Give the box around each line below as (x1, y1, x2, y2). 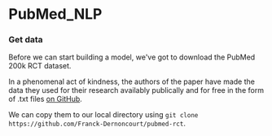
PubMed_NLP (8, 5, 103, 24)
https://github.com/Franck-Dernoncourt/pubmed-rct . (8, 119, 186, 129)
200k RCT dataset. (8, 61, 72, 71)
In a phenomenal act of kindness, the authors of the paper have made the (8, 77, 255, 86)
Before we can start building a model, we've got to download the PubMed (8, 52, 256, 62)
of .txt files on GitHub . (8, 94, 83, 104)
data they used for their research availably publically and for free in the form (8, 86, 265, 95)
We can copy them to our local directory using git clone (8, 110, 199, 120)
